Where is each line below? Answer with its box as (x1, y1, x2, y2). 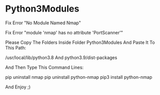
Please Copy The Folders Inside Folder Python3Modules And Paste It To (5, 39, 155, 45)
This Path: (5, 44, 26, 51)
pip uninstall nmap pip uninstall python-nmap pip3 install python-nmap (5, 74, 152, 80)
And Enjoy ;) (5, 84, 31, 90)
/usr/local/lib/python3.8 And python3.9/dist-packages (5, 54, 118, 61)
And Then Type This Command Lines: (5, 64, 84, 70)
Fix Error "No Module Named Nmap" (5, 20, 81, 26)
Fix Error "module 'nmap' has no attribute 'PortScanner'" (5, 29, 123, 35)
